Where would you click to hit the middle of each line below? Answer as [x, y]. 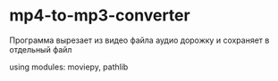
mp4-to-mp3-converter [100, 16]
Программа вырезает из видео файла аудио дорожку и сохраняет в [139, 40]
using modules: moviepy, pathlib [69, 67]
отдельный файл [41, 49]
